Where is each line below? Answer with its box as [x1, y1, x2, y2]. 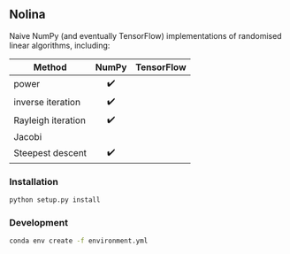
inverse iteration [13, 96, 81, 109]
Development [9, 216, 69, 228]
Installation [9, 175, 59, 188]
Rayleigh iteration [13, 114, 87, 127]
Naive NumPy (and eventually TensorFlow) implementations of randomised [9, 30, 282, 41]
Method [33, 61, 68, 73]
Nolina [9, 7, 46, 22]
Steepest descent [13, 147, 87, 159]
